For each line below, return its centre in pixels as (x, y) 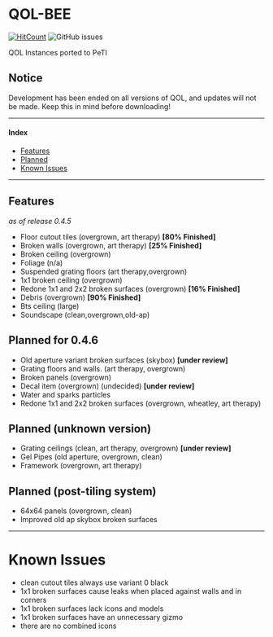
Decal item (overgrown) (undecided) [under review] (107, 386)
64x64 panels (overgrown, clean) (76, 511)
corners (33, 600)
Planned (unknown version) (80, 428)
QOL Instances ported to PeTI (58, 52)
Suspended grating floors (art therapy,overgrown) (104, 271)
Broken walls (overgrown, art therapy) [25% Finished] (111, 245)
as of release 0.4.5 (40, 221)
